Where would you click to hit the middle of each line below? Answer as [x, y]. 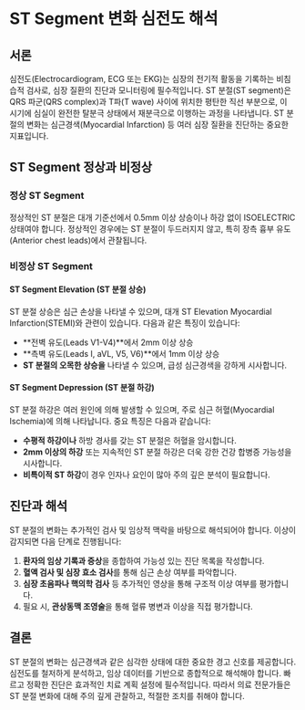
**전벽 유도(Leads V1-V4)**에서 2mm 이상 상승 [108, 342]
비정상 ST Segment [51, 266]
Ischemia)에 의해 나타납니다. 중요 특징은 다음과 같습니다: [110, 422]
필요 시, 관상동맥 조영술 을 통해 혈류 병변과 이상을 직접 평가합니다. [137, 606]
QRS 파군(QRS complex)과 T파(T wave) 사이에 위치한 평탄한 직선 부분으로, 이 [148, 102]
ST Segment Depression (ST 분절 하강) [82, 388]
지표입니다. [29, 136]
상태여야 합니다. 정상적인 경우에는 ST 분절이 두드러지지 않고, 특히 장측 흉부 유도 [150, 228]
